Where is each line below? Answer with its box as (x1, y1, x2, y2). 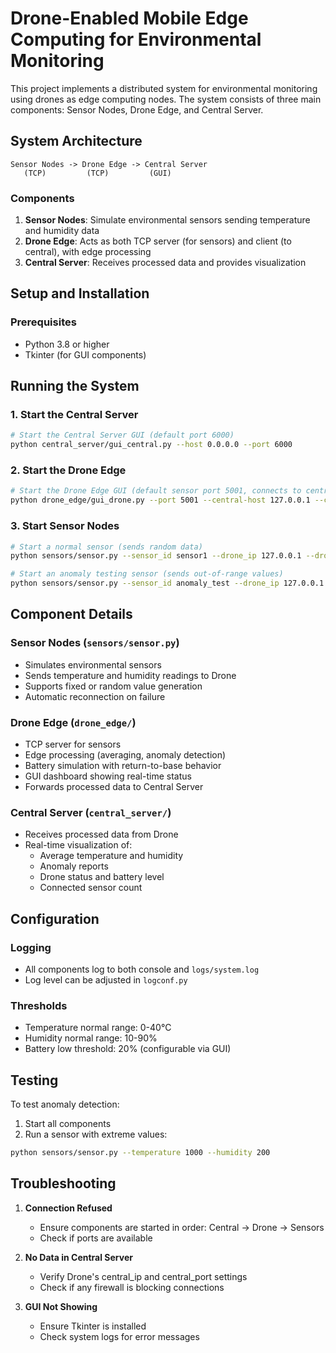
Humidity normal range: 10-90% (24, 1032, 158, 1044)
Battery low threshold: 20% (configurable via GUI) (24, 1043, 232, 1055)
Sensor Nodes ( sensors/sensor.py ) (10, 636, 180, 650)
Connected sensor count (39, 882, 143, 894)
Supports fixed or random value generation (24, 680, 203, 692)
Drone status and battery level (39, 871, 165, 883)
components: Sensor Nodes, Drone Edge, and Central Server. (10, 103, 264, 116)
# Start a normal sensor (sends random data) (10, 542, 203, 552)
